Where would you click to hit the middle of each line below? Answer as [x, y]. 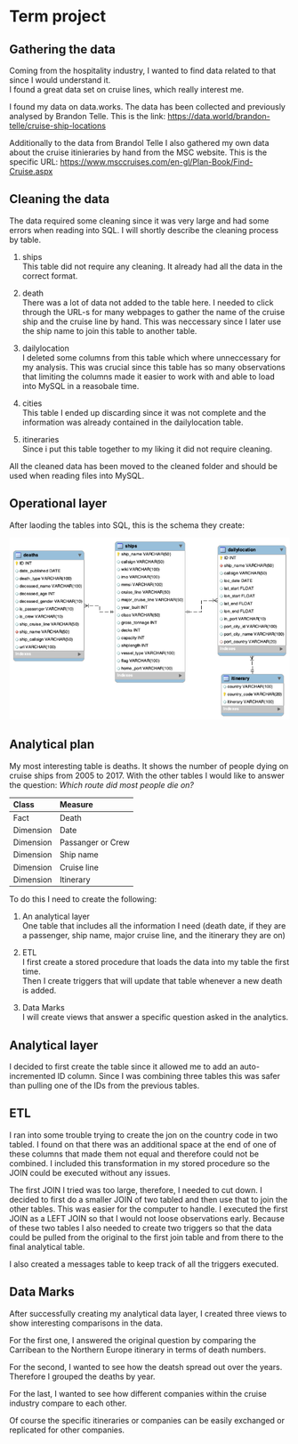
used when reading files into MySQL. [77, 475]
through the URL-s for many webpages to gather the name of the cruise [153, 312]
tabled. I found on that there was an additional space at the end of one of [143, 1144]
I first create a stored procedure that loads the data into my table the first [156, 962]
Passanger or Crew [95, 842]
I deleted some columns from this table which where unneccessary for [151, 357]
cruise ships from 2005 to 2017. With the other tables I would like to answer [147, 775]
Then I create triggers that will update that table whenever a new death [152, 981]
